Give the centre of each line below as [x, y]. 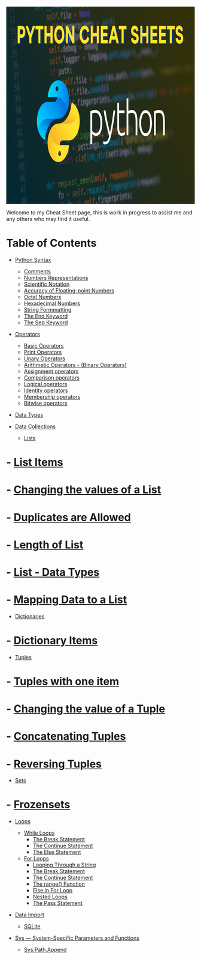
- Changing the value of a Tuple [86, 709]
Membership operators [52, 396]
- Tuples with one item [63, 681]
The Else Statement [57, 852]
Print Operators [43, 352]
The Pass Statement [57, 903]
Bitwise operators [45, 403]
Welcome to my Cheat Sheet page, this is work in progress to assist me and [99, 213]
